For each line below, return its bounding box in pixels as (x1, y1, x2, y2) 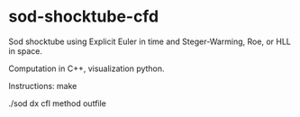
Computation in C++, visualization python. (8, 63, 165, 74)
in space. (8, 45, 42, 56)
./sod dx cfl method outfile (8, 97, 107, 109)
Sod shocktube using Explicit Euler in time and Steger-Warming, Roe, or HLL (8, 36, 292, 47)
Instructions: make (8, 80, 77, 91)
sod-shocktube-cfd (8, 6, 159, 27)
